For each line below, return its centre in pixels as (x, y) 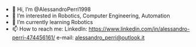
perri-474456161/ (33, 37)
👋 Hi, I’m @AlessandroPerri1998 (51, 9)
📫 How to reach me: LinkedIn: (50, 29)
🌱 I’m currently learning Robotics (52, 22)
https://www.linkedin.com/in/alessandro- (139, 29)
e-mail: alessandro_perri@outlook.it (100, 37)
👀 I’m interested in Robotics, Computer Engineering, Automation (91, 16)
